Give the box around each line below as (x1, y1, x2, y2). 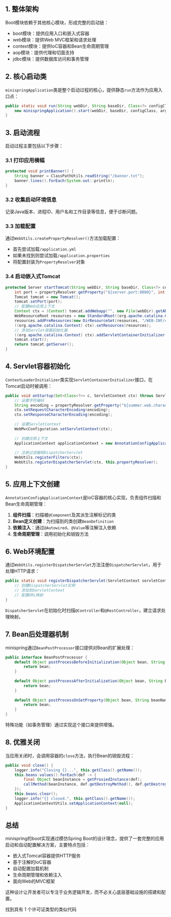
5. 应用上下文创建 (5, 480, 60, 489)
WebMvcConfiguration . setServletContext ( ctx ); (14, 426, 113, 431)
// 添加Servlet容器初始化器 (14, 328, 68, 333)
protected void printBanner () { (5, 169, 74, 174)
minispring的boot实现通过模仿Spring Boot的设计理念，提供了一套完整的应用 (5, 835, 164, 842)
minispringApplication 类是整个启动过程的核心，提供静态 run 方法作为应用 (5, 86, 158, 93)
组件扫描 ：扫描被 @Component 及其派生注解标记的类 (12, 512, 116, 518)
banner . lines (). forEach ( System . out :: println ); (14, 178, 115, 184)
